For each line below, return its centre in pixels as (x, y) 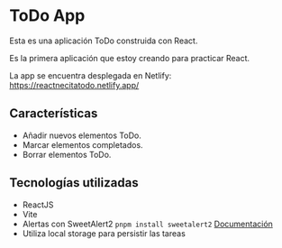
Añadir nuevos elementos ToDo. (82, 135)
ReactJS (38, 205)
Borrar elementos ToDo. (67, 154)
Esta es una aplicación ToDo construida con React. (104, 41)
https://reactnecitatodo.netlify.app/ (74, 85)
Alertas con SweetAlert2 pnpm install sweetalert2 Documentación (147, 224)
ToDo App (47, 16)
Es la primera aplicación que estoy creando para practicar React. (130, 58)
